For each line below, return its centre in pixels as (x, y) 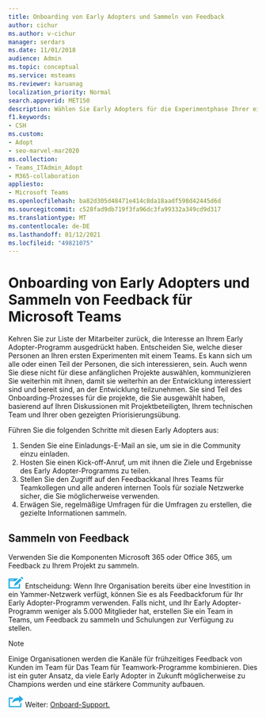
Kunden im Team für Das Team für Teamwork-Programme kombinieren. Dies (133, 667)
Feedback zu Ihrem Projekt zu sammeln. (74, 565)
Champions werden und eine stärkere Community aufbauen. (107, 684)
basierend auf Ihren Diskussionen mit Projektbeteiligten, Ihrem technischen (131, 407)
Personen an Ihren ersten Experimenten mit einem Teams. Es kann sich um (130, 356)
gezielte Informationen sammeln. (73, 513)
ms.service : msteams (42, 75)
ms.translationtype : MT (47, 218)
